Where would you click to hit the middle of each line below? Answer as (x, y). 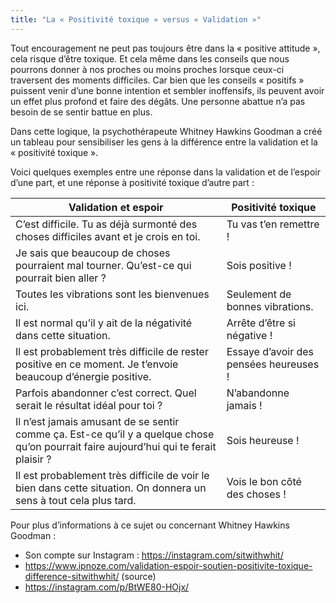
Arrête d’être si (261, 323)
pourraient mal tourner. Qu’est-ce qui (103, 265)
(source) (139, 576)
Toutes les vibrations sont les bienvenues (112, 294)
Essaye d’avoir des (270, 351)
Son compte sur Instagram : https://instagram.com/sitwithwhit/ (154, 555)
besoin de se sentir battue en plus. (81, 112)
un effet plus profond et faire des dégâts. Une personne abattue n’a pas (158, 101)
